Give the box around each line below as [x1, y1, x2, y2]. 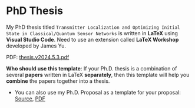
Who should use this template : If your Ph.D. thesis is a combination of [6, 65, 177, 72]
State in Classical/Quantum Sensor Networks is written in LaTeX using [6, 29, 179, 36]
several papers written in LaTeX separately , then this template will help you [6, 71, 190, 78]
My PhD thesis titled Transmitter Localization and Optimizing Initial [6, 23, 180, 31]
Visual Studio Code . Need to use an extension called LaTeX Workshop [6, 36, 179, 43]
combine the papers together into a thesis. [6, 77, 110, 85]
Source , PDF [14, 95, 45, 102]
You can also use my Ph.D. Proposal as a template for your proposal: [14, 89, 181, 96]
